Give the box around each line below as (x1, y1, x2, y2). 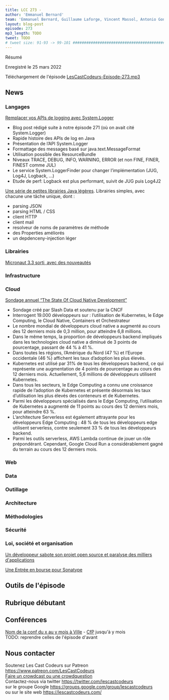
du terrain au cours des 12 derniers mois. (12, 446, 98, 452)
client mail (12, 219, 34, 225)
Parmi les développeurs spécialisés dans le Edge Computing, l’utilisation (12, 398, 162, 404)
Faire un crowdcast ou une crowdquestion (5, 673, 93, 679)
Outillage (5, 486, 28, 493)
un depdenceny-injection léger (12, 235, 76, 241)
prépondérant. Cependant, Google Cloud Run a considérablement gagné (12, 441, 163, 447)
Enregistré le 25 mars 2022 (5, 64, 62, 70)
